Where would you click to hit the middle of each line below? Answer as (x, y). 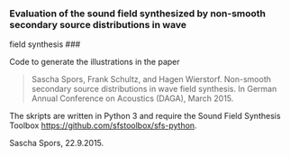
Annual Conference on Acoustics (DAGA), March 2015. (132, 98)
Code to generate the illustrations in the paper (95, 62)
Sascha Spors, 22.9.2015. (57, 143)
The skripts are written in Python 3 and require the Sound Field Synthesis (145, 116)
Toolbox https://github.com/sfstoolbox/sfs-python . (103, 125)
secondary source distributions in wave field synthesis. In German (154, 89)
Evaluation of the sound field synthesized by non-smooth (138, 14)
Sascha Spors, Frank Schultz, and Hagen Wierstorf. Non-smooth (151, 79)
